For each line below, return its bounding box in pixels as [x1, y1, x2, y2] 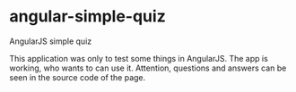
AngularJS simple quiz [9, 36, 92, 46]
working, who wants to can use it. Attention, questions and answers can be [9, 63, 287, 73]
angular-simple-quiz [9, 6, 166, 27]
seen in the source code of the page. [9, 71, 146, 82]
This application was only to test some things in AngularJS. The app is [9, 53, 269, 63]
